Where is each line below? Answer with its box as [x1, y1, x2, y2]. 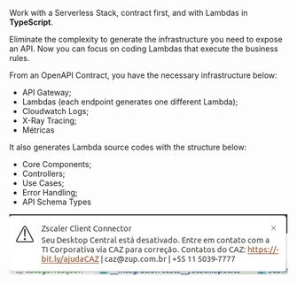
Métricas [21, 125, 55, 135]
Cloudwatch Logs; [21, 106, 90, 116]
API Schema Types [21, 196, 91, 207]
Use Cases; [21, 178, 65, 188]
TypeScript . [9, 17, 54, 27]
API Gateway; [21, 88, 72, 97]
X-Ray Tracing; [21, 115, 77, 126]
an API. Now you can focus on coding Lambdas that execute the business [9, 43, 278, 54]
